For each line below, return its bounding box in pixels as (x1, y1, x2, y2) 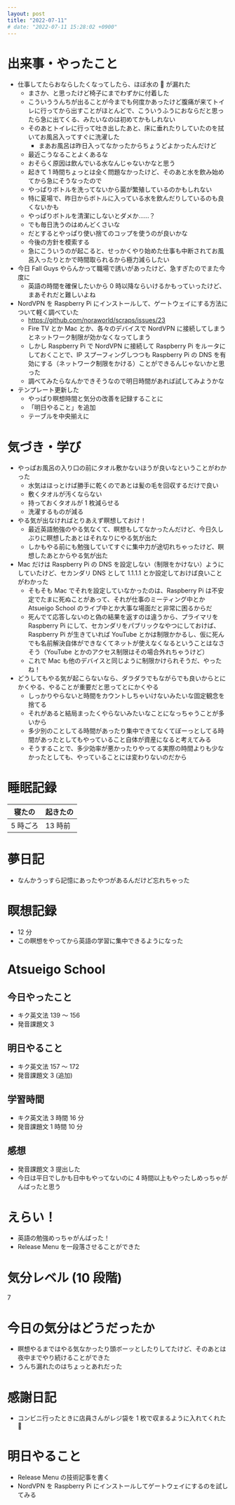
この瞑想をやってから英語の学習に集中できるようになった (17, 937, 184, 945)
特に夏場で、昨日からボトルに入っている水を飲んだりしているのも (27, 194, 218, 203)
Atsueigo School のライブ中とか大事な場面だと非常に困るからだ (27, 604, 213, 612)
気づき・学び (7, 439, 82, 455)
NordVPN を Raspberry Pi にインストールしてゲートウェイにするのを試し (17, 1482, 229, 1490)
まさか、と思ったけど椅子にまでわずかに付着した (27, 89, 170, 97)
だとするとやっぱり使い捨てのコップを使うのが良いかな (27, 229, 188, 238)
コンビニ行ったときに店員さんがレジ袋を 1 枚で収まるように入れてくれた (17, 1414, 227, 1422)
